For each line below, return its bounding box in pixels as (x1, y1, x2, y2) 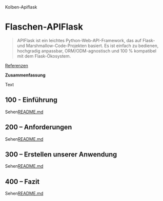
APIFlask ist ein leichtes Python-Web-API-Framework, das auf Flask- (17, 37, 155, 43)
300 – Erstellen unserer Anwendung (5, 150, 117, 158)
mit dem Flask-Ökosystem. (17, 53, 71, 59)
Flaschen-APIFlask (5, 22, 83, 32)
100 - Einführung (5, 96, 58, 104)
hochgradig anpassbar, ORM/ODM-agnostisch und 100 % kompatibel (17, 48, 157, 53)
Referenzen (5, 62, 28, 68)
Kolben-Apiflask (5, 4, 38, 10)
